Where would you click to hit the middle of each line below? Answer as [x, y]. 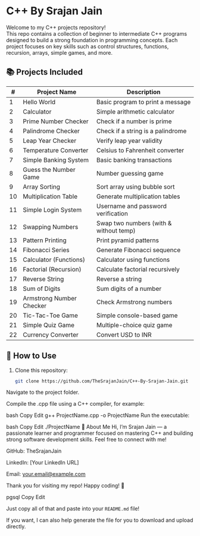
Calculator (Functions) [54, 259]
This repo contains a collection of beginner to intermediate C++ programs [97, 33]
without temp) [116, 230]
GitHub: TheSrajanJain [34, 451]
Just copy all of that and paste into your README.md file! [73, 509]
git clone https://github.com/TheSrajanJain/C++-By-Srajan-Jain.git [101, 381]
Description [144, 92]
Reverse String [43, 279]
